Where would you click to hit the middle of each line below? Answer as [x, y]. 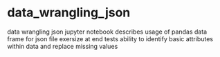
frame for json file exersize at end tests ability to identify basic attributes [110, 38]
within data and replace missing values [63, 46]
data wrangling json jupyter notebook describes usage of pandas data [107, 32]
